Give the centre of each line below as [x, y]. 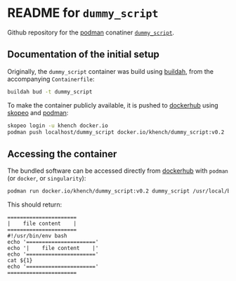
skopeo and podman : [38, 112]
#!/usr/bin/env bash [38, 236]
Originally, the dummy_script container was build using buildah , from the [111, 71]
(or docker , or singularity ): [47, 178]
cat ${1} [20, 261]
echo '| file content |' [53, 248]
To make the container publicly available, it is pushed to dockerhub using [113, 105]
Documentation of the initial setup [83, 54]
